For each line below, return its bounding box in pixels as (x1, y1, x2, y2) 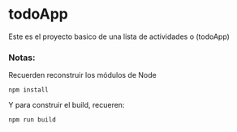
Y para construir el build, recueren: (8, 100, 125, 110)
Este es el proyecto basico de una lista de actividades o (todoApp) (8, 32, 230, 41)
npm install (8, 86, 49, 94)
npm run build (8, 116, 57, 124)
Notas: (8, 52, 36, 63)
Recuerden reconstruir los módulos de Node (8, 70, 157, 80)
